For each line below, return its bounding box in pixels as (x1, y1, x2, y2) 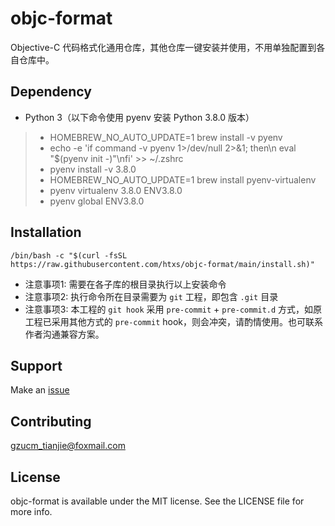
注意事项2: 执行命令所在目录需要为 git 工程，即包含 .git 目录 (24, 290, 279, 302)
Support (10, 357, 63, 374)
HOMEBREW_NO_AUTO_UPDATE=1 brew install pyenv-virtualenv (49, 173, 317, 186)
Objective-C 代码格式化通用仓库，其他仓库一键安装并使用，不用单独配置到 (10, 41, 317, 53)
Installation (10, 224, 82, 241)
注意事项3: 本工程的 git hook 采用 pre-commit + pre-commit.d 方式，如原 (24, 303, 323, 315)
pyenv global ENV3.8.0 (49, 195, 145, 207)
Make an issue (10, 384, 70, 396)
